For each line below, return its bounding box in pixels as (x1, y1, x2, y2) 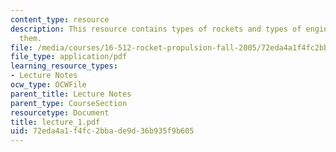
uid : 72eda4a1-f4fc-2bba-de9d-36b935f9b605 (10, 126, 195, 136)
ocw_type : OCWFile (10, 80, 87, 90)
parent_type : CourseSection (10, 98, 128, 108)
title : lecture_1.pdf (10, 117, 101, 127)
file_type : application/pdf (10, 52, 128, 62)
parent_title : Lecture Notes (10, 89, 132, 99)
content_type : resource (10, 14, 110, 25)
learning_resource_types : (10, 61, 118, 71)
